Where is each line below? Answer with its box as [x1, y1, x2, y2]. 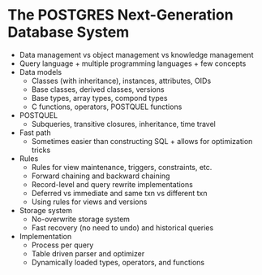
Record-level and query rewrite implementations [31, 179, 194, 189]
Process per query [31, 240, 94, 250]
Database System [7, 23, 130, 41]
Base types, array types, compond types [31, 93, 168, 103]
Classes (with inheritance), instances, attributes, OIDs [31, 76, 212, 85]
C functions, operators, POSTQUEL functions [31, 102, 183, 111]
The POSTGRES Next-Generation [7, 6, 234, 24]
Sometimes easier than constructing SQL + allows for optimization [31, 136, 253, 146]
